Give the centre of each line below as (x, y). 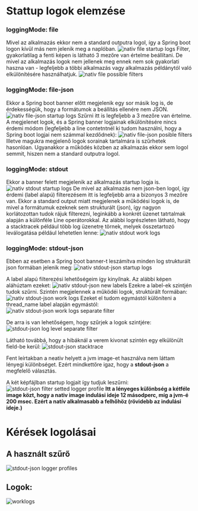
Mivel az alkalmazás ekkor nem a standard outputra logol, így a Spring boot (98, 42)
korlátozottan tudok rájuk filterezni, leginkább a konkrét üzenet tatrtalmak (96, 214)
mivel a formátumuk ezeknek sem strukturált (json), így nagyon (84, 208)
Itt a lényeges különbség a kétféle (147, 389)
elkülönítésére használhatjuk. (42, 74)
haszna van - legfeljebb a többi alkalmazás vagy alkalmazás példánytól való (99, 68)
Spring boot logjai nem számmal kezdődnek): (62, 134)
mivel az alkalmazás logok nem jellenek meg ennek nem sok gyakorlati (93, 61)
